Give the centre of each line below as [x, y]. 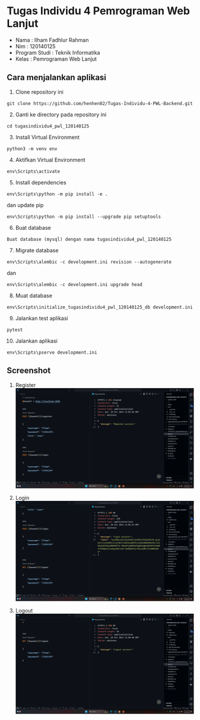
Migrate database [37, 250]
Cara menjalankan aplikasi [56, 77]
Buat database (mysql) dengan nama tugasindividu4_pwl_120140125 [89, 239]
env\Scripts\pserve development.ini [52, 352]
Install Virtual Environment [47, 137]
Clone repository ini [39, 92]
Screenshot [29, 371]
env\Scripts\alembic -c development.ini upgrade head [75, 284]
